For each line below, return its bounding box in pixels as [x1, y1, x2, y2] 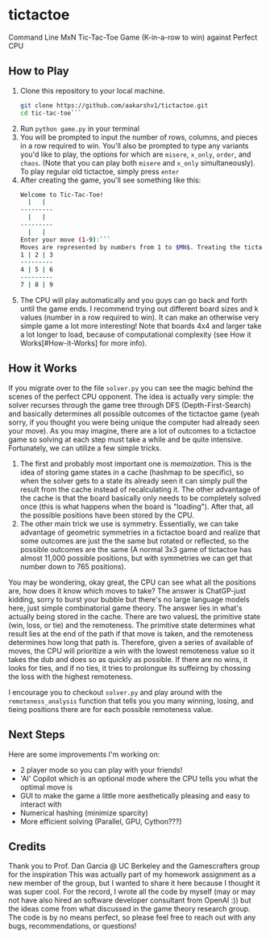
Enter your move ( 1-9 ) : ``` [19, 236, 111, 244]
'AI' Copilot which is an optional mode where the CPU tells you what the [19, 773, 259, 783]
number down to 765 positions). [19, 561, 127, 571]
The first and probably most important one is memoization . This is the [19, 459, 252, 468]
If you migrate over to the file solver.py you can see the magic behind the [8, 383, 254, 392]
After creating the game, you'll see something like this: [19, 175, 201, 185]
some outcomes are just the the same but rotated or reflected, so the [19, 535, 250, 546]
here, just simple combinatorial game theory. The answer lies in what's [8, 603, 243, 613]
